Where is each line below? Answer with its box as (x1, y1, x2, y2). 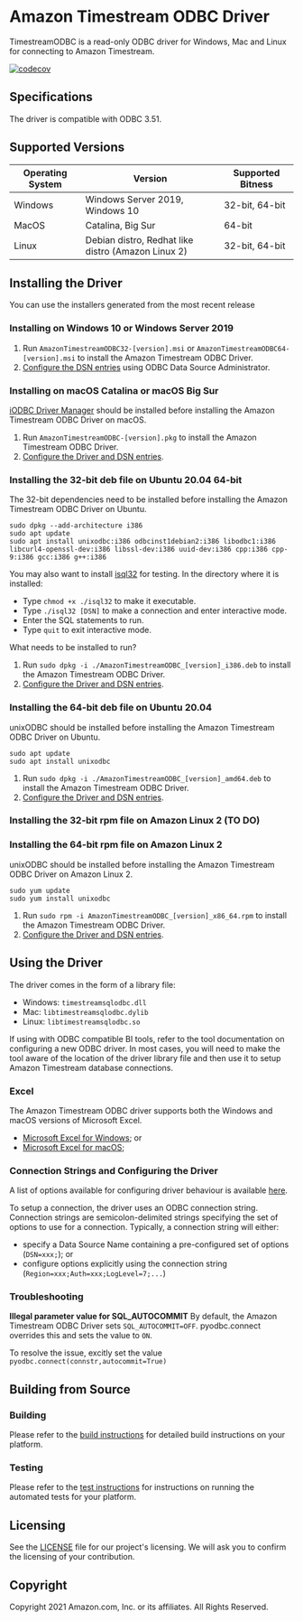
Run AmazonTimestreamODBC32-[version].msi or (22, 342, 196, 353)
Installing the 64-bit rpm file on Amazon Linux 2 (9, 838, 223, 851)
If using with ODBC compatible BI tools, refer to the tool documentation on (9, 1033, 285, 1044)
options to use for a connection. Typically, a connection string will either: (9, 1222, 280, 1233)
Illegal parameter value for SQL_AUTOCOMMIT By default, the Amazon (9, 1311, 278, 1322)
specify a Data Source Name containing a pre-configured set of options (22, 1239, 289, 1250)
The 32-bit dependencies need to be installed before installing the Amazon (9, 494, 289, 505)
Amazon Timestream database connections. (9, 1062, 174, 1073)
